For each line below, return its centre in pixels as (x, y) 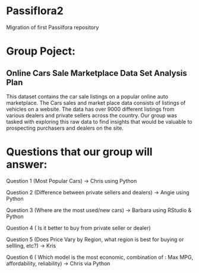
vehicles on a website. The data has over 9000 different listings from (90, 109)
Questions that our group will (79, 152)
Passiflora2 (35, 11)
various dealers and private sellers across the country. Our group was (91, 115)
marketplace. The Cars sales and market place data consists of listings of (96, 102)
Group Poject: (41, 51)
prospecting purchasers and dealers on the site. (65, 128)
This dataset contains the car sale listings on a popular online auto (87, 97)
